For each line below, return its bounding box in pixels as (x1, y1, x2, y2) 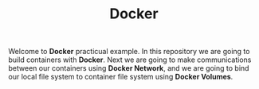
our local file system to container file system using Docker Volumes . (8, 72, 233, 81)
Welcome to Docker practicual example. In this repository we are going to (8, 46, 250, 56)
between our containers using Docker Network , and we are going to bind (8, 63, 249, 72)
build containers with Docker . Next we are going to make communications (8, 55, 252, 64)
